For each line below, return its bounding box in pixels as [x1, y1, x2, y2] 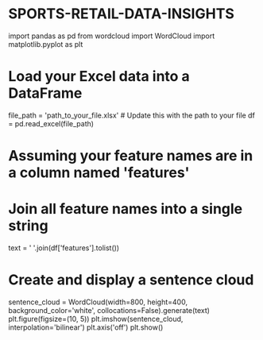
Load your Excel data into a [8, 68, 191, 86]
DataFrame [8, 84, 83, 102]
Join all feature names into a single [8, 200, 243, 218]
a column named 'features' [8, 164, 190, 182]
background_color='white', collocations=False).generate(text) [8, 305, 211, 315]
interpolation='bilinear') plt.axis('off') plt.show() [8, 323, 164, 332]
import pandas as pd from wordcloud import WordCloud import [8, 31, 215, 41]
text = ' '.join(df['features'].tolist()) [8, 243, 120, 253]
